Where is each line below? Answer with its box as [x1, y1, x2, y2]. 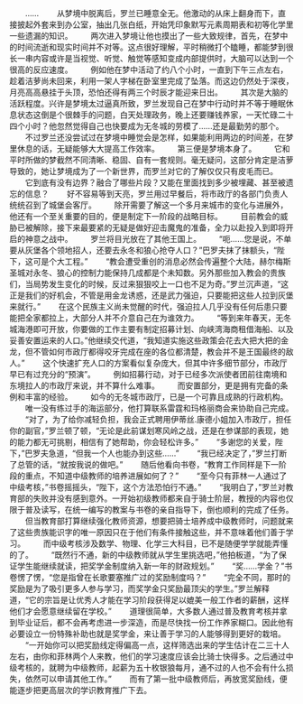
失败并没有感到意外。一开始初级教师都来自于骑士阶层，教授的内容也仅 [32, 493, 294, 504]
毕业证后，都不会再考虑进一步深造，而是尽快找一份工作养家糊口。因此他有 [16, 617, 294, 627]
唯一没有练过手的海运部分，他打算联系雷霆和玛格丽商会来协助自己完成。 [24, 403, 294, 413]
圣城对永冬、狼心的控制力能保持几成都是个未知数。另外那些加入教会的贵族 [9, 267, 286, 278]
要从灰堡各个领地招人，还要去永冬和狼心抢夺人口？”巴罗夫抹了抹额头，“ [9, 245, 278, 255]
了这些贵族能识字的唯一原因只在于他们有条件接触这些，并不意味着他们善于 [9, 527, 286, 537]
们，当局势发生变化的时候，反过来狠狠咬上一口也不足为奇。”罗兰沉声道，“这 [9, 279, 289, 289]
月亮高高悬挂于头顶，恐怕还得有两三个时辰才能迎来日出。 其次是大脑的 [9, 87, 289, 97]
